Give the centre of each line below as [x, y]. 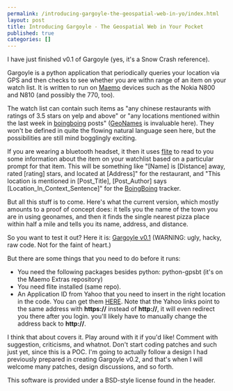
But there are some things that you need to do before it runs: [94, 259]
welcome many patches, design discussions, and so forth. [90, 367]
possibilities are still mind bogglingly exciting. [72, 138]
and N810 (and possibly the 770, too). [61, 95]
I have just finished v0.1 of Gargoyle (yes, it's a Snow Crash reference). [109, 59]
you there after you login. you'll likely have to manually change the [112, 317]
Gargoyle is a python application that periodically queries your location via [114, 73]
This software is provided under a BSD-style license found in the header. [111, 381]
